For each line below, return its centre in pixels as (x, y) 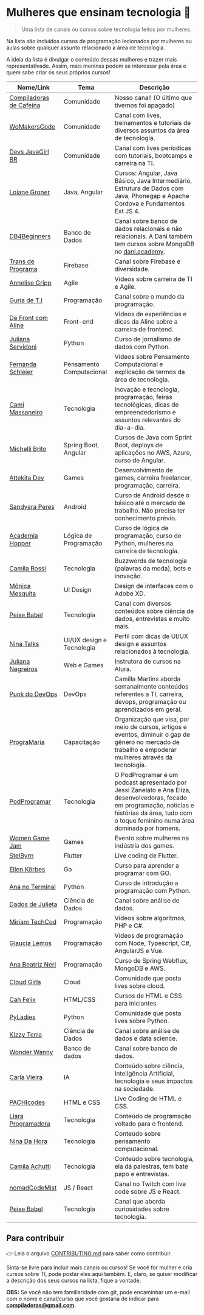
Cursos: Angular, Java (146, 173)
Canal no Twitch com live (150, 1183)
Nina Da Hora (28, 1141)
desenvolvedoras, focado (151, 798)
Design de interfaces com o (154, 586)
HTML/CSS (80, 999)
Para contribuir (35, 1239)
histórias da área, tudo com (153, 813)
